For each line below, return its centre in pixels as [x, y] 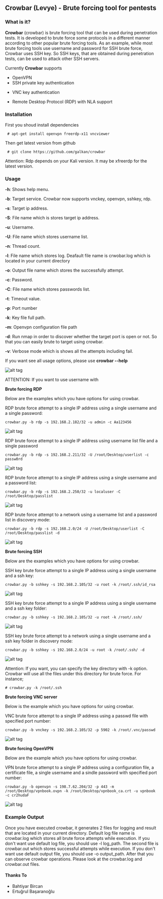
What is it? [18, 22]
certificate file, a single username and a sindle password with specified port [81, 773]
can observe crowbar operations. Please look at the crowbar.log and [74, 859]
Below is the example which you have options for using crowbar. [70, 706]
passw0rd [14, 459]
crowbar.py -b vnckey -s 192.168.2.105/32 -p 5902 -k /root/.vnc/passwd [80, 730]
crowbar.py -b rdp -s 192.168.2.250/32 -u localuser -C [63, 492]
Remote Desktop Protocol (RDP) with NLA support [62, 102]
